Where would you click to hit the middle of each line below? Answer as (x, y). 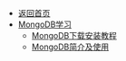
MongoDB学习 (45, 24)
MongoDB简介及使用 (70, 47)
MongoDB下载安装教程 (74, 35)
